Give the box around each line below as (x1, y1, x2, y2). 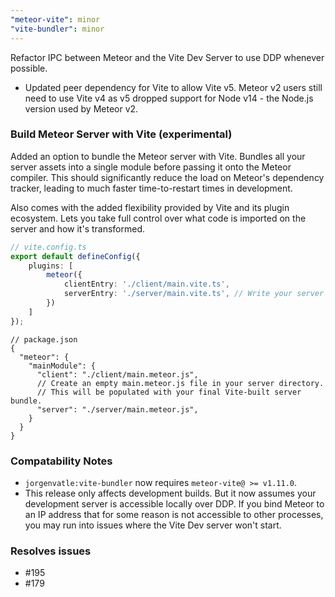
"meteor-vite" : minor (10, 14, 101, 25)
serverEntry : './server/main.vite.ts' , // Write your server (63, 289, 325, 299)
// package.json (10, 334, 78, 345)
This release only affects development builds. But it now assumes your (24, 487, 317, 499)
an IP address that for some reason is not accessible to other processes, (24, 508, 324, 520)
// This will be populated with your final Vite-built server (36, 387, 302, 397)
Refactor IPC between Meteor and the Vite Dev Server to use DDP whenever (10, 51, 325, 63)
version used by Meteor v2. (24, 102, 139, 115)
